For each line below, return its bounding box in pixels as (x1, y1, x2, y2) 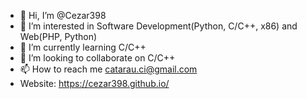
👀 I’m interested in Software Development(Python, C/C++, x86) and (19, 20, 298, 32)
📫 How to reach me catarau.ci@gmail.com (19, 63, 198, 75)
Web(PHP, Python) (19, 31, 98, 42)
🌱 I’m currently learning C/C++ (19, 41, 147, 53)
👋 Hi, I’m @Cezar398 (19, 10, 107, 21)
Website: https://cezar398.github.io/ (19, 78, 170, 89)
